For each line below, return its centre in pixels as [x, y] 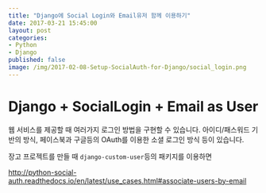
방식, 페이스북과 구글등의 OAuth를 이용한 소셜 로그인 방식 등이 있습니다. [133, 139]
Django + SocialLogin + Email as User [133, 106]
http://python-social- [42, 172]
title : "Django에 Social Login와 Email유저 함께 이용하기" [100, 15]
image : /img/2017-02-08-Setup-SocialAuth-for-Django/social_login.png [127, 68]
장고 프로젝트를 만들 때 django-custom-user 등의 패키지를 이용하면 [110, 156]
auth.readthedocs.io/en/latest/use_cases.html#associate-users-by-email [127, 180]
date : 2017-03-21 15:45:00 [53, 23]
